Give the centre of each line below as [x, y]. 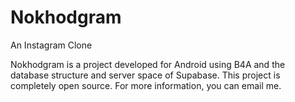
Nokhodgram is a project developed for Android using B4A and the [148, 64]
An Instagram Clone [51, 45]
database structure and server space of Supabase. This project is [145, 75]
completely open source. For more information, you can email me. [146, 85]
